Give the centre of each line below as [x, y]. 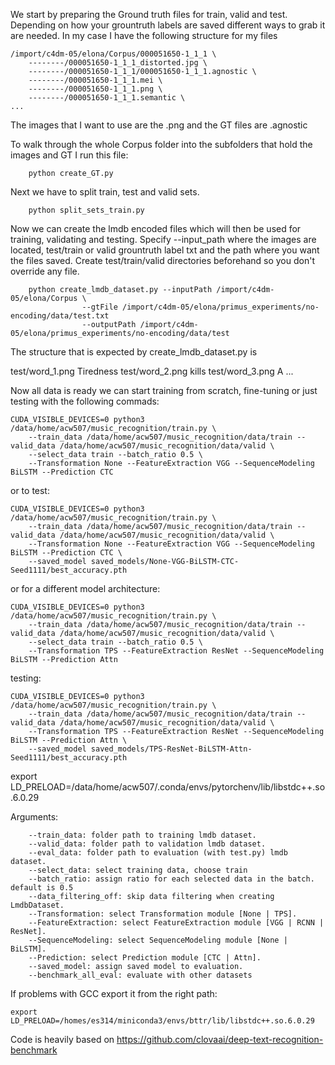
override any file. [45, 271]
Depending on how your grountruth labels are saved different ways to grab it [168, 25]
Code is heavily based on [62, 1039]
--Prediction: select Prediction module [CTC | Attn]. [145, 958]
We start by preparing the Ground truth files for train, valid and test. [149, 14]
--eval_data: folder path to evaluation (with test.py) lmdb [158, 853]
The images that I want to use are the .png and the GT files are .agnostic [159, 125]
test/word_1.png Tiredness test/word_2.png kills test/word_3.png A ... [152, 371]
